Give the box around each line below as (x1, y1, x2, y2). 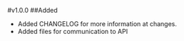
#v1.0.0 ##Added (7, 6, 58, 14)
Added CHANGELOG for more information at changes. (17, 20, 177, 28)
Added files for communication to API (17, 28, 128, 35)
